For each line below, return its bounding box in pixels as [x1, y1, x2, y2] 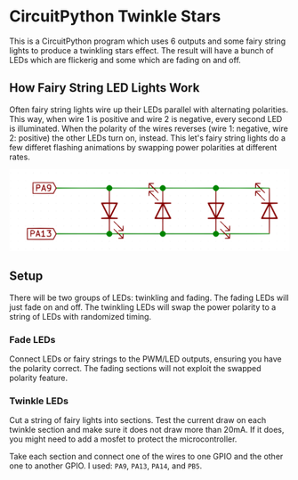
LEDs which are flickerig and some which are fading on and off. [9, 54, 242, 65]
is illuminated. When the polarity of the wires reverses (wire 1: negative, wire [9, 123, 289, 134]
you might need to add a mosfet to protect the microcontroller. [9, 434, 238, 444]
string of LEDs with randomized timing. [9, 311, 152, 321]
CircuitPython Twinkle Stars [9, 6, 221, 27]
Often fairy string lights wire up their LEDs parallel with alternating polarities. [9, 104, 289, 115]
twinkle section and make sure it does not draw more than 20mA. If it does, [9, 425, 285, 435]
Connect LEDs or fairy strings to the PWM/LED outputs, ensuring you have [9, 354, 282, 364]
